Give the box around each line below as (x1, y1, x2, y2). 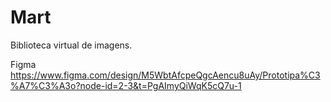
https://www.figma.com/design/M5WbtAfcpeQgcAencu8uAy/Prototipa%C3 (10, 69, 321, 81)
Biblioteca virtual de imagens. (10, 39, 133, 51)
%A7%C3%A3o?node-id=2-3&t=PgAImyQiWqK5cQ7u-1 (10, 79, 242, 91)
